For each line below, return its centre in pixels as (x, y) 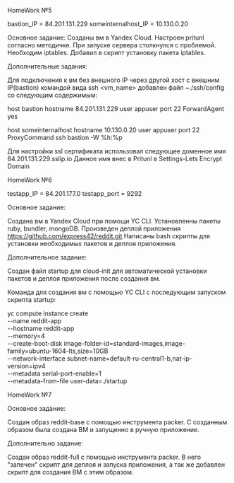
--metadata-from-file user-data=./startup (67, 381)
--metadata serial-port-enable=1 (55, 373)
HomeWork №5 (30, 10)
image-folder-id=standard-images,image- (124, 343)
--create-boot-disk (35, 343)
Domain (19, 166)
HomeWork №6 (30, 180)
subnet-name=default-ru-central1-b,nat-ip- (129, 359)
